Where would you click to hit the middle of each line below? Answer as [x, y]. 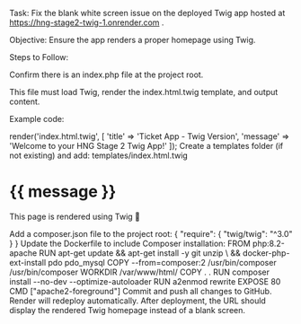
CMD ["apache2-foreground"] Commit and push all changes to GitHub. [141, 291]
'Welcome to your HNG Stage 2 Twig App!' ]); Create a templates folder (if [146, 146]
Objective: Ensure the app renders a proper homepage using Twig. [133, 40]
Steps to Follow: [39, 57]
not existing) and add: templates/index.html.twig [99, 155]
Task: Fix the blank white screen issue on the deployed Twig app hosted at [147, 13]
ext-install [28, 262]
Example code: [37, 119]
